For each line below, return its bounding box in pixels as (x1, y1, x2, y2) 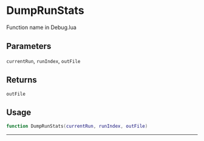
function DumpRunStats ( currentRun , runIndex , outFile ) (6, 123, 148, 130)
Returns (6, 75, 38, 85)
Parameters (6, 41, 52, 51)
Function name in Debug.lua (6, 24, 77, 31)
